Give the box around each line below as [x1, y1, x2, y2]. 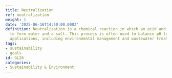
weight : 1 [5, 17, 27, 22]
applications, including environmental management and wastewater [10, 36, 155, 42]
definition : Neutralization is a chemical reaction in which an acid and [5, 27, 166, 32]
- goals [5, 50, 22, 55]
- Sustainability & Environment [5, 65, 74, 70]
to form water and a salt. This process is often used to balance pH [10, 31, 161, 36]
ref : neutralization [5, 12, 50, 17]
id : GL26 [5, 55, 24, 61]
